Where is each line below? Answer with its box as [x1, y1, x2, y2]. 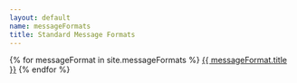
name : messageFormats [9, 22, 91, 31]
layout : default [9, 13, 71, 23]
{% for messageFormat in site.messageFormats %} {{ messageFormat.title [9, 55, 288, 66]
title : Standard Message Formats [9, 30, 136, 39]
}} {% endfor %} [9, 64, 71, 75]
